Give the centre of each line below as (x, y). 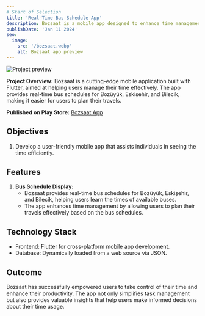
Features (23, 172)
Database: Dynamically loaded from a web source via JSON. (91, 253)
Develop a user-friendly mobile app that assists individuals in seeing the (106, 146)
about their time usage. (35, 307)
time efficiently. (34, 153)
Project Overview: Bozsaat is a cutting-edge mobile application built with (99, 81)
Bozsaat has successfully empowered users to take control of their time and (102, 287)
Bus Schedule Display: (44, 186)
